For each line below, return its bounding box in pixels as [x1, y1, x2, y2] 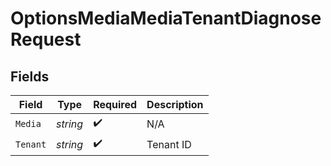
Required [93, 98, 138, 111]
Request [10, 28, 82, 51]
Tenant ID [146, 137, 192, 151]
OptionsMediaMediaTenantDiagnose [10, 7, 322, 30]
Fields [10, 68, 50, 85]
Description [146, 98, 204, 111]
